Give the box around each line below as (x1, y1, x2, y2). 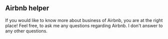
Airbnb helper (5, 4, 49, 12)
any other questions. (5, 27, 47, 34)
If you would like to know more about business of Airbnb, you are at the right (5, 17, 163, 23)
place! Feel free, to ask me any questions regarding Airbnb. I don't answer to (5, 22, 163, 28)
